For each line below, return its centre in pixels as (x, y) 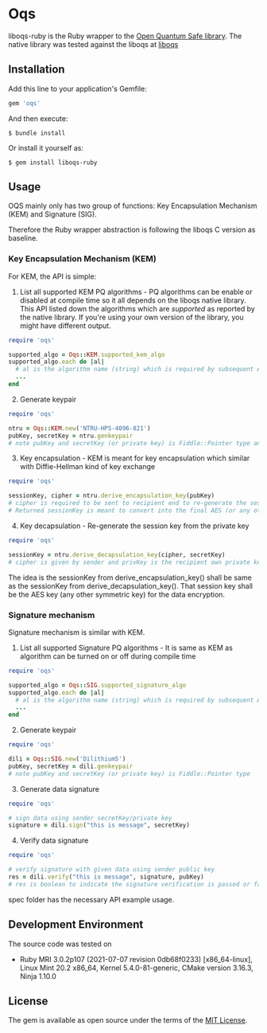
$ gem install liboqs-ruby (53, 162)
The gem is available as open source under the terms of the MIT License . (128, 1020)
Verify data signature (54, 840)
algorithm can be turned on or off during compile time (108, 656)
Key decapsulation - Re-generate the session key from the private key (134, 526)
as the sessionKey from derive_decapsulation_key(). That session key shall (130, 585)
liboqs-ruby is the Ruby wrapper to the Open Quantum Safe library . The (125, 36)
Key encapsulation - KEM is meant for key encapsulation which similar (135, 458)
